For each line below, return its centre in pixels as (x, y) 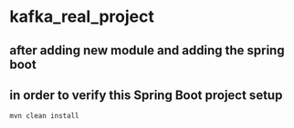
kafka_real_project (82, 17)
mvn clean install (44, 116)
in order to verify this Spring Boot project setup (146, 95)
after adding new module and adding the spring (147, 50)
